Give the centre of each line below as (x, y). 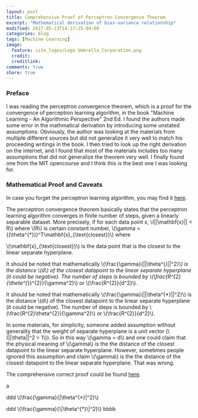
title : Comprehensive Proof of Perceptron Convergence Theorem (86, 17)
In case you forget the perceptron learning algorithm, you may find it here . (97, 197)
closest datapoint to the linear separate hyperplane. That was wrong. (90, 363)
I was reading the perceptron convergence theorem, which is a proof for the (99, 106)
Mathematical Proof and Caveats (54, 185)
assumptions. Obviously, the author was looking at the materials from (91, 131)
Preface (18, 93)
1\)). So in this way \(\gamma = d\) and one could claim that (114, 337)
